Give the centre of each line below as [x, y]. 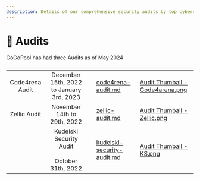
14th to [66, 114]
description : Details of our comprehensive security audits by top [92, 12]
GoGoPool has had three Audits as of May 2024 [65, 58]
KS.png [150, 153]
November [66, 106]
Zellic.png [154, 118]
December [66, 75]
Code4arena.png [163, 90]
